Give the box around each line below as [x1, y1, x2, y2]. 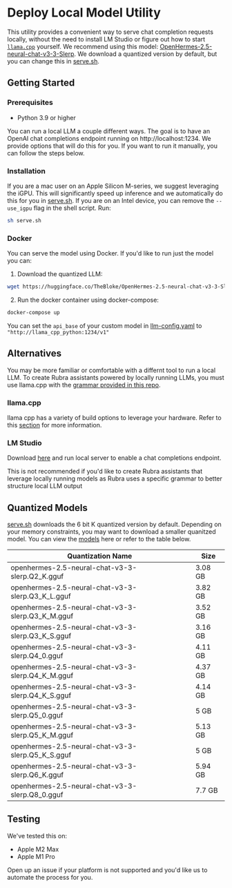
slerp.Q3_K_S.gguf [10, 631, 72, 641]
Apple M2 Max [17, 844, 59, 853]
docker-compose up [7, 309, 60, 316]
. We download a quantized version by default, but [74, 50, 217, 58]
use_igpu [7, 205, 32, 212]
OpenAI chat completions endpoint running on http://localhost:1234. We [7, 134, 212, 142]
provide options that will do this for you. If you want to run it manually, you [7, 142, 217, 150]
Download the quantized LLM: [17, 270, 103, 278]
